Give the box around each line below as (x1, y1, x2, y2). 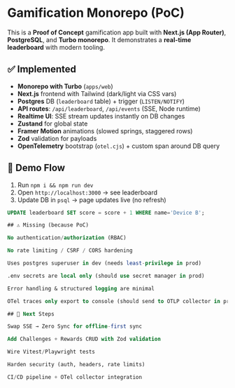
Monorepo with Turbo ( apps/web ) (17, 82, 113, 91)
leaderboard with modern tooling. (7, 43, 105, 51)
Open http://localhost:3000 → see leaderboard (17, 188, 158, 196)
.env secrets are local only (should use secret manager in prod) (7, 272, 205, 279)
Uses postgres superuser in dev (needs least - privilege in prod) (7, 260, 201, 267)
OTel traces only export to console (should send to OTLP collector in (7, 297, 220, 305)
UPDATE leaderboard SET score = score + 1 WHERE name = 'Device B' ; (7, 209, 205, 216)
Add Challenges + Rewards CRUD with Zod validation (7, 335, 161, 343)
